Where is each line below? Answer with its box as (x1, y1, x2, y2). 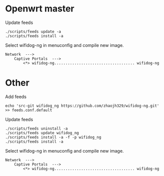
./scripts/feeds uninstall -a (5, 126, 68, 131)
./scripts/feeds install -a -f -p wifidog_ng (5, 135, 101, 140)
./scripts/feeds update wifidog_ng (5, 130, 79, 135)
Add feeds (5, 93, 26, 100)
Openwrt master (5, 3, 75, 14)
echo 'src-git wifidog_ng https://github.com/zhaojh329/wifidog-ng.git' (5, 103, 160, 108)
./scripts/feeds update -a (5, 29, 61, 34)
